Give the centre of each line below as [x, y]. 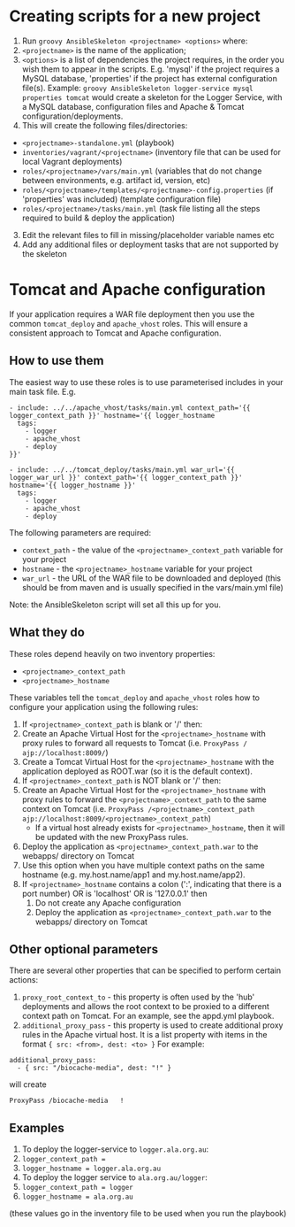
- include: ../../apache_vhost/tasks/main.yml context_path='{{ [130, 408]
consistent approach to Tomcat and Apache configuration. [115, 333]
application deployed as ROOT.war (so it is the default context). [137, 771]
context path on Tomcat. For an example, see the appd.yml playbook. [148, 1016]
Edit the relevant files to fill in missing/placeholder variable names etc [148, 235]
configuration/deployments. [72, 116]
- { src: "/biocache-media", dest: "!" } [95, 1069]
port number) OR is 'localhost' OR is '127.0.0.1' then [114, 893]
